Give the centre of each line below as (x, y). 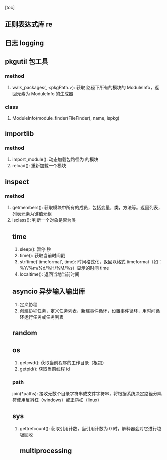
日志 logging (25, 43)
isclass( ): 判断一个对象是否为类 (44, 220)
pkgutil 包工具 (27, 61)
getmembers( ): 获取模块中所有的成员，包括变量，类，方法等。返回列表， (87, 208)
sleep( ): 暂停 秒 (35, 249)
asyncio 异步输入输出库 (49, 291)
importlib (20, 134)
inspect (17, 182)
